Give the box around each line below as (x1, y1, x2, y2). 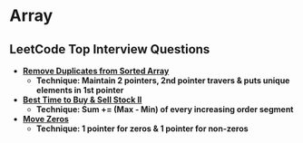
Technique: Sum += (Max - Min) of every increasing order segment (35, 104, 294, 114)
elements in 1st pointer (35, 85, 124, 95)
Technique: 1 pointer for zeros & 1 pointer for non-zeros (35, 123, 249, 134)
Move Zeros (22, 114, 70, 124)
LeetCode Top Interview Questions (9, 42, 210, 57)
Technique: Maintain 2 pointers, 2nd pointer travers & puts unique (35, 75, 290, 86)
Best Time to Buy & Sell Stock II (22, 94, 142, 105)
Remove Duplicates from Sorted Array (22, 65, 170, 76)
